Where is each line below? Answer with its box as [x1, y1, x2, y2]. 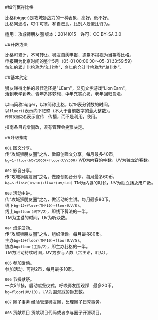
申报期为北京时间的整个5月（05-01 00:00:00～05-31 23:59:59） [5, 58, 135, 64]
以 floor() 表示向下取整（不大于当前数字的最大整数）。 [5, 108, 113, 114]
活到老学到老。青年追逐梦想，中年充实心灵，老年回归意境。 [5, 91, 125, 97]
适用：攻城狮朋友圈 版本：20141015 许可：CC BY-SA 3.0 [5, 31, 122, 37]
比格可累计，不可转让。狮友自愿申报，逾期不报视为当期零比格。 [5, 52, 134, 58]
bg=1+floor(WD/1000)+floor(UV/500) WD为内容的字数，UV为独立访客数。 [5, 157, 153, 163]
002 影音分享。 [5, 168, 35, 173]
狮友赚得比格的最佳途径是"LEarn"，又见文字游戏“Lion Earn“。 [5, 85, 129, 91]
